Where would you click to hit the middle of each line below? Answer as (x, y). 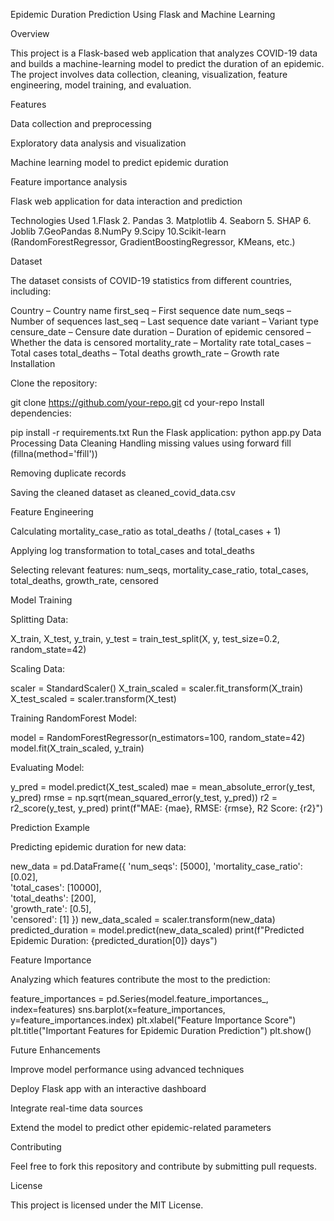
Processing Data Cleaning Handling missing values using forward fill (151, 443)
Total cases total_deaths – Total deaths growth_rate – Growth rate (145, 353)
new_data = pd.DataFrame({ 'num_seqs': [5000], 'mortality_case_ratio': (156, 866)
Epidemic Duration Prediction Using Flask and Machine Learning (143, 14)
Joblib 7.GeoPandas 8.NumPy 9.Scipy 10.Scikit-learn (118, 231)
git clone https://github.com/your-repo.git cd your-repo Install (137, 402)
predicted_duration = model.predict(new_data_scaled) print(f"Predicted (157, 930)
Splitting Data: (39, 619)
